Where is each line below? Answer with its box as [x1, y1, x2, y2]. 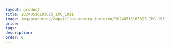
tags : [5, 26, 17, 31]
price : [5, 21, 19, 26]
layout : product [5, 7, 40, 12]
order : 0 [5, 35, 24, 40]
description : [5, 30, 33, 35]
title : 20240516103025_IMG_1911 [5, 12, 74, 17]
